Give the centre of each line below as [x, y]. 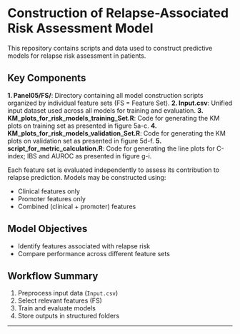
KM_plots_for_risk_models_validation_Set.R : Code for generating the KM [117, 133]
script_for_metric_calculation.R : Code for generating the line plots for [111, 148]
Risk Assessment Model [80, 28]
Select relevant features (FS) [60, 300]
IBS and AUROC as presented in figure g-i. [89, 156]
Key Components [47, 78]
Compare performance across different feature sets [94, 253]
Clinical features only [49, 191]
